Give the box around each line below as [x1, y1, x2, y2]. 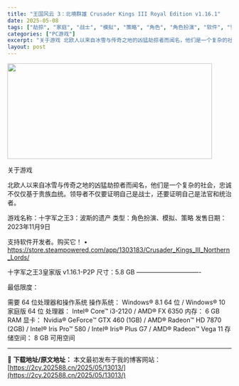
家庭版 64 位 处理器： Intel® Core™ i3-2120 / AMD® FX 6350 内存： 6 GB [7, 307, 221, 315]
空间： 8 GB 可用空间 [13, 333, 76, 342]
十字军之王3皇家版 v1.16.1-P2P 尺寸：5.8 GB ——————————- [7, 268, 202, 276]
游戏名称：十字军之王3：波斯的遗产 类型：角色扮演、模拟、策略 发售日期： [7, 214, 227, 222]
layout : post [7, 43, 46, 50]
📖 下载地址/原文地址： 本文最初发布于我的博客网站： [7, 355, 161, 363]
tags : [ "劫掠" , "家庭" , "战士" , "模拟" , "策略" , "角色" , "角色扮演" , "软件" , [7, 23, 224, 31]
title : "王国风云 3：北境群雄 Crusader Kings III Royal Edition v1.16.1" [7, 10, 221, 18]
